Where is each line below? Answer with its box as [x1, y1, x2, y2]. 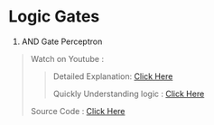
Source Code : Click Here [30, 105, 126, 116]
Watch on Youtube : [30, 53, 105, 64]
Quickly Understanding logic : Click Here [52, 88, 205, 99]
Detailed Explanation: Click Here [52, 70, 173, 82]
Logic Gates [8, 6, 100, 27]
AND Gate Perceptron [21, 36, 103, 47]
